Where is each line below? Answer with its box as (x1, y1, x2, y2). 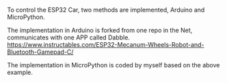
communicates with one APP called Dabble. (7, 33, 130, 41)
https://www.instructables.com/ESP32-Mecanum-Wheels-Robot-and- (7, 41, 204, 48)
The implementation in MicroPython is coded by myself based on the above (7, 61, 220, 69)
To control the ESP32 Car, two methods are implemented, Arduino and (7, 6, 205, 14)
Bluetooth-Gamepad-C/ (7, 48, 74, 56)
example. (7, 68, 33, 76)
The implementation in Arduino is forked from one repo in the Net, (7, 27, 193, 34)
